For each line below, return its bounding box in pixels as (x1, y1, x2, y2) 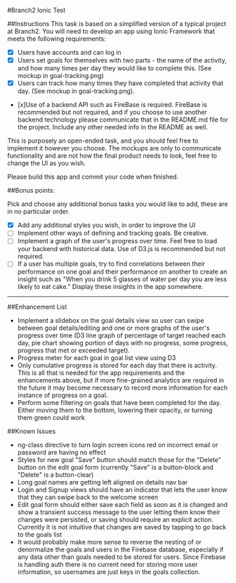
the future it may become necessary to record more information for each (17, 383, 228, 392)
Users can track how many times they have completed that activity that (17, 79, 223, 87)
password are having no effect (17, 448, 107, 456)
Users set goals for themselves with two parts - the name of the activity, (17, 56, 227, 65)
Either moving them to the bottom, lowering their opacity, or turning (17, 406, 213, 414)
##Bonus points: (7, 186, 55, 195)
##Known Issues (7, 427, 56, 435)
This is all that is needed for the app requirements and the (17, 369, 185, 377)
